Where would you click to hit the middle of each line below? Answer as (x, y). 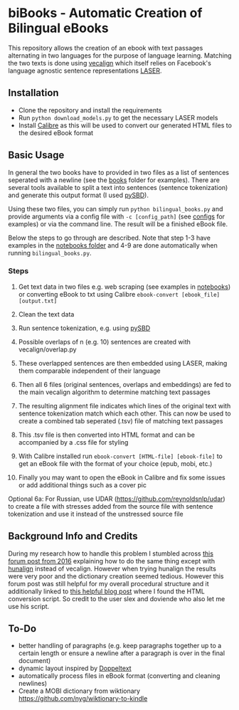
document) (34, 661)
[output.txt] (38, 301)
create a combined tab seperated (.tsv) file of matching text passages (121, 420)
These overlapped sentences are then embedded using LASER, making (123, 363)
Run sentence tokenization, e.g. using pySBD (84, 328)
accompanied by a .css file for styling (73, 442)
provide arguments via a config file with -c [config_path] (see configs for (117, 216)
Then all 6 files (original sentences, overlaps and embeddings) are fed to (125, 384)
